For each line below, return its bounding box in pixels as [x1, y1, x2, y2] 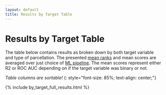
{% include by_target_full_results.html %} [5, 85, 90, 91]
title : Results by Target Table [5, 12, 72, 17]
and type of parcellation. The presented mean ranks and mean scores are [5, 55, 157, 61]
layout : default [5, 7, 39, 12]
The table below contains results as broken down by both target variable [5, 49, 154, 55]
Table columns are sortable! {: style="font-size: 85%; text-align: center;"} [5, 75, 157, 81]
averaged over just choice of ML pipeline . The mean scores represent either [5, 60, 162, 66]
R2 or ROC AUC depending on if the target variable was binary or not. [5, 65, 148, 71]
